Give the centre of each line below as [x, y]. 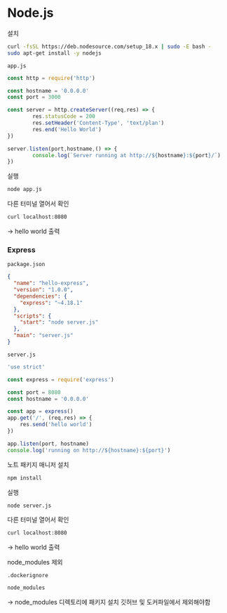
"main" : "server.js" [43, 336]
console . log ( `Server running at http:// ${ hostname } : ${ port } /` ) [126, 155]
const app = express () [40, 411]
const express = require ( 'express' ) [61, 380]
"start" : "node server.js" [59, 322]
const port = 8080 [34, 392]
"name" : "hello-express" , [51, 283]
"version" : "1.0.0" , [43, 290]
